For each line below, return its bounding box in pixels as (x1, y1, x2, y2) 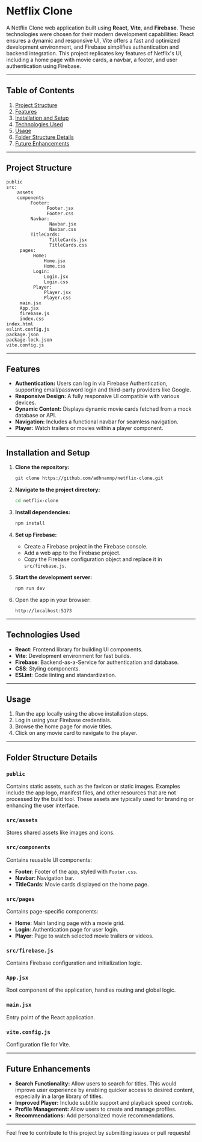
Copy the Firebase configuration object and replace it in (23, 555, 162, 563)
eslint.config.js (6, 326, 50, 332)
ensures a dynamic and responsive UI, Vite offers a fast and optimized (6, 37, 180, 44)
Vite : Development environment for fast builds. (14, 652, 131, 659)
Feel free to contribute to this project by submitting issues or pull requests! (6, 1129, 191, 1136)
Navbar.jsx (49, 221, 77, 227)
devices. (14, 399, 37, 407)
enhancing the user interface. (6, 802, 79, 809)
